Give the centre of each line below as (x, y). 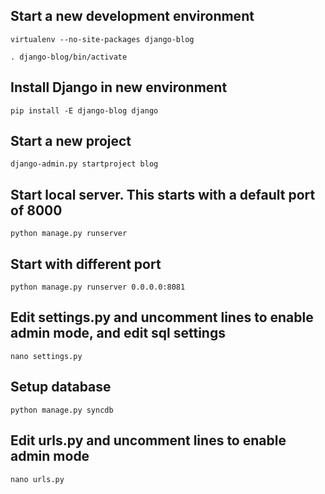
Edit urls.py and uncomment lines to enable (148, 440)
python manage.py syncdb (62, 410)
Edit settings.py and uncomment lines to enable (162, 317)
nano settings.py (46, 356)
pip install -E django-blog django (84, 110)
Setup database (61, 387)
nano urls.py (37, 479)
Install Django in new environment (119, 87)
